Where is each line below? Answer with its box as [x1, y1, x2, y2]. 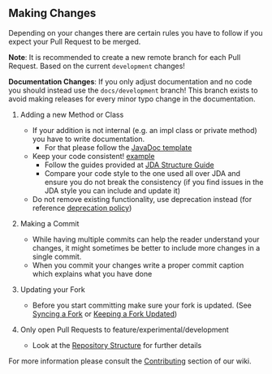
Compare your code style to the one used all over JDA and [44, 168, 241, 178]
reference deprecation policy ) [32, 203, 132, 213]
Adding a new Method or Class [19, 110, 124, 119]
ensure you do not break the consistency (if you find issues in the [44, 177, 264, 187]
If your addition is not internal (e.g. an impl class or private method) [32, 125, 257, 135]
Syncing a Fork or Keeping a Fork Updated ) [32, 308, 178, 319]
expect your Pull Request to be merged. [8, 37, 141, 46]
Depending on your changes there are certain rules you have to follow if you [8, 28, 263, 37]
